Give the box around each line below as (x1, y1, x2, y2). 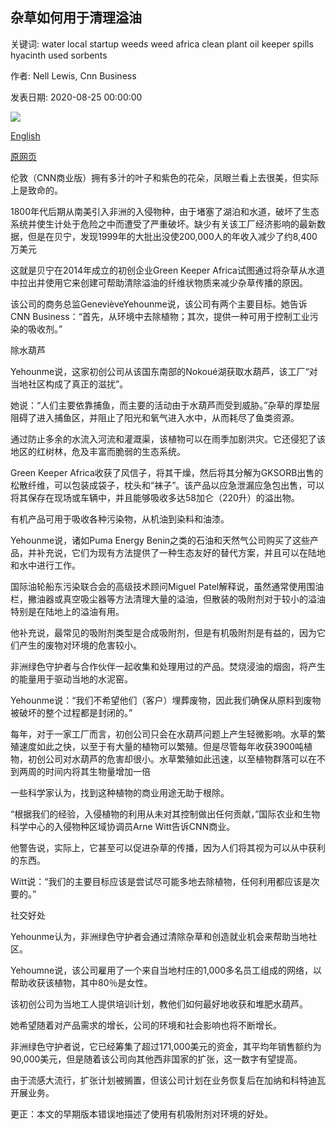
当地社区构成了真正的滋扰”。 (10, 378, 129, 390)
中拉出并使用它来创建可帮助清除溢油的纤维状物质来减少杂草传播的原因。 (10, 276, 308, 288)
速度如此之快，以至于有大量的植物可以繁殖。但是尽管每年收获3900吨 (18, 740, 304, 752)
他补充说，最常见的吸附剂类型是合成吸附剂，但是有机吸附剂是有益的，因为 (10, 626, 317, 638)
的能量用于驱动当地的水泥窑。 (10, 673, 133, 685)
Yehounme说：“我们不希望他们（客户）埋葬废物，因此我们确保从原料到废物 (10, 694, 322, 706)
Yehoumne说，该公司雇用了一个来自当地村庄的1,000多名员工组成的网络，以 (10, 964, 323, 976)
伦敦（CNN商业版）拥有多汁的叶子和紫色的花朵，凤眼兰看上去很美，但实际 (10, 171, 320, 183)
